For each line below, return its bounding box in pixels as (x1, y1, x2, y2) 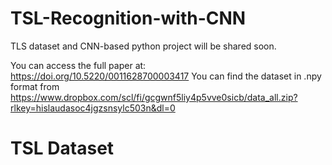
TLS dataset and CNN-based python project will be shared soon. (10, 40, 277, 52)
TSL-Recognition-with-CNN (10, 7, 247, 30)
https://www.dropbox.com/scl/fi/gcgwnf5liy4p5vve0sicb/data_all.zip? (10, 91, 298, 103)
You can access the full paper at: (10, 59, 147, 71)
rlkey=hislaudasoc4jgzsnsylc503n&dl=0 (10, 102, 176, 114)
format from (10, 80, 60, 92)
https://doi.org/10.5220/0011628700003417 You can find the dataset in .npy (10, 70, 322, 82)
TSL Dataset (10, 137, 115, 160)
